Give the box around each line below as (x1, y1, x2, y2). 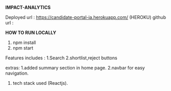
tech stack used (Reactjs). (12, 80, 68, 86)
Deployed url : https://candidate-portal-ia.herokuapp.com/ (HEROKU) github (5, 14, 166, 20)
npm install (12, 39, 36, 45)
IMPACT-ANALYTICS (5, 5, 51, 10)
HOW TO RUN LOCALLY (5, 30, 56, 35)
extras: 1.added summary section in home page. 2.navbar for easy (5, 65, 145, 71)
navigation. (5, 70, 29, 76)
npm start (12, 45, 33, 51)
